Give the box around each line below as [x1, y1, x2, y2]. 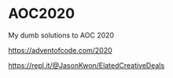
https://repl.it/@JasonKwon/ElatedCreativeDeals [8, 60, 165, 70]
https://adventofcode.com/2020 [8, 45, 112, 55]
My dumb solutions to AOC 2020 [8, 30, 115, 40]
